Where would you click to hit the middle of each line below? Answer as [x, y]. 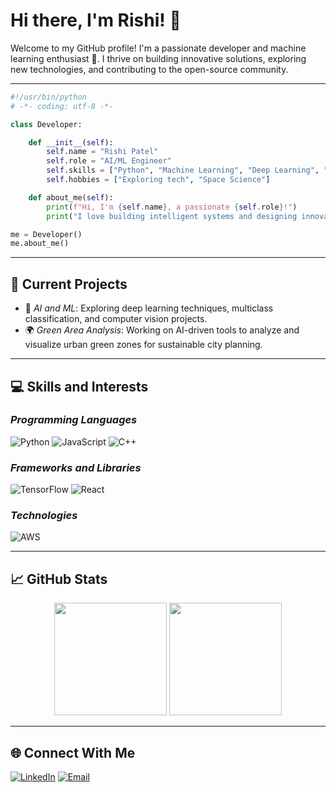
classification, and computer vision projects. [116, 319]
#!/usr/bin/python [48, 97]
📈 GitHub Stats [59, 579]
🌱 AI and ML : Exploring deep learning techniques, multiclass [149, 308]
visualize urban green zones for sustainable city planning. [143, 345]
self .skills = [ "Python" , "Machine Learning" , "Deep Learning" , [183, 170]
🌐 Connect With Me [73, 752]
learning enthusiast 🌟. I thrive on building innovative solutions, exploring [158, 58]
